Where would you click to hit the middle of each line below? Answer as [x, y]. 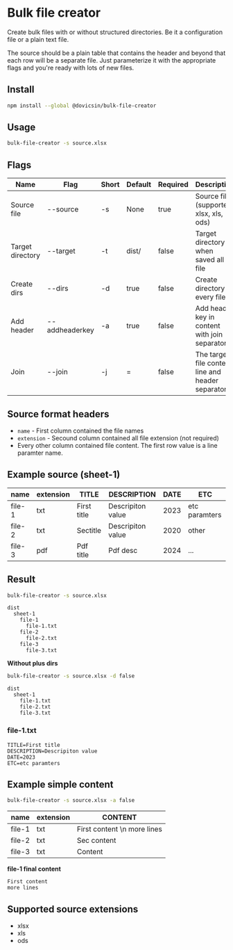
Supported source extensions [73, 909]
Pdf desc [123, 550]
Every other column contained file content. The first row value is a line [117, 445]
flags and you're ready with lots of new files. [71, 67]
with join [209, 335]
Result [21, 580]
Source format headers [58, 414]
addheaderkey [71, 330]
